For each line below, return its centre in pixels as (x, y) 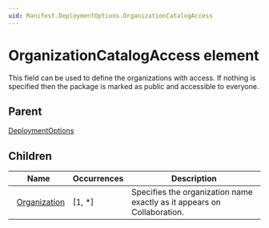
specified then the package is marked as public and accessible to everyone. (134, 86)
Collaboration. (157, 212)
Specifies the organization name (192, 192)
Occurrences (98, 179)
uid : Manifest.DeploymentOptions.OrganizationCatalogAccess (111, 16)
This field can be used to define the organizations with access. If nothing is (132, 78)
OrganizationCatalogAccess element (134, 55)
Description (194, 179)
